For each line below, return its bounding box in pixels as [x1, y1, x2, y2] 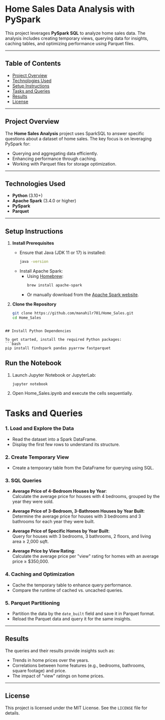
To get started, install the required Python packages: [5, 337, 122, 342]
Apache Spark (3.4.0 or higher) [12, 198, 77, 204]
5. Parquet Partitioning [5, 599, 60, 606]
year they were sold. [12, 498, 54, 504]
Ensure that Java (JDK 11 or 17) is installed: [19, 249, 106, 256]
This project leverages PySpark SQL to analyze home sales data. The [5, 30, 146, 36]
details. [5, 710, 20, 716]
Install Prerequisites [12, 240, 55, 246]
